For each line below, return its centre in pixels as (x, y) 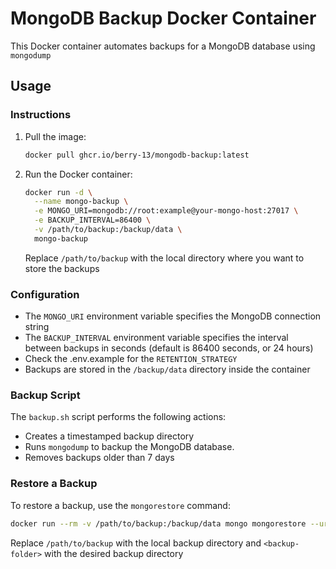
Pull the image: (55, 136)
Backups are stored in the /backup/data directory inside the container (167, 369)
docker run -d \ (58, 192)
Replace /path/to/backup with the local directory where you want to (164, 258)
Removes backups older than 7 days (99, 458)
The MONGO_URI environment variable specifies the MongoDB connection (173, 316)
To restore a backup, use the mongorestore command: (120, 505)
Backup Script (45, 395)
